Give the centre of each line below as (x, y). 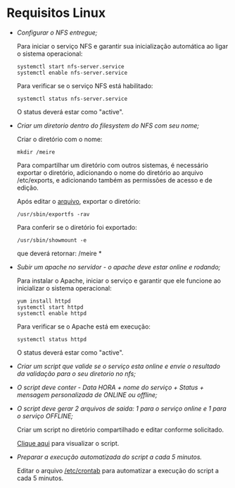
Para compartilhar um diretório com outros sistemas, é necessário (113, 165)
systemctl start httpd (50, 307)
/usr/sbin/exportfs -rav (53, 214)
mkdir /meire (36, 152)
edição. (28, 188)
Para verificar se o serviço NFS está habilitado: (85, 85)
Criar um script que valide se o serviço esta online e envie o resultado (119, 366)
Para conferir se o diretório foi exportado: (77, 227)
